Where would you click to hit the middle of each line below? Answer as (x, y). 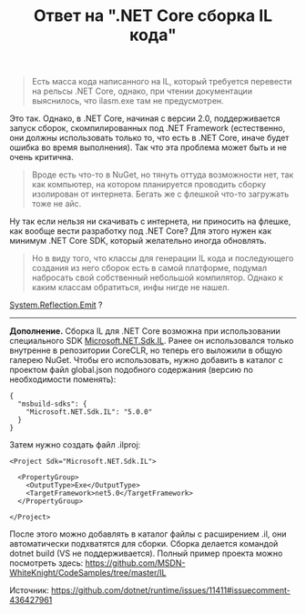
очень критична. (42, 157)
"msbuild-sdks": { (53, 404)
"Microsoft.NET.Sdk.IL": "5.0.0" (89, 412)
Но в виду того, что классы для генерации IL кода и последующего (163, 258)
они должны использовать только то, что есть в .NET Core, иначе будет (149, 138)
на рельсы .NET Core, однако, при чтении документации (142, 91)
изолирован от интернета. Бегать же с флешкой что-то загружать (160, 194)
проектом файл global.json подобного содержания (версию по (131, 370)
